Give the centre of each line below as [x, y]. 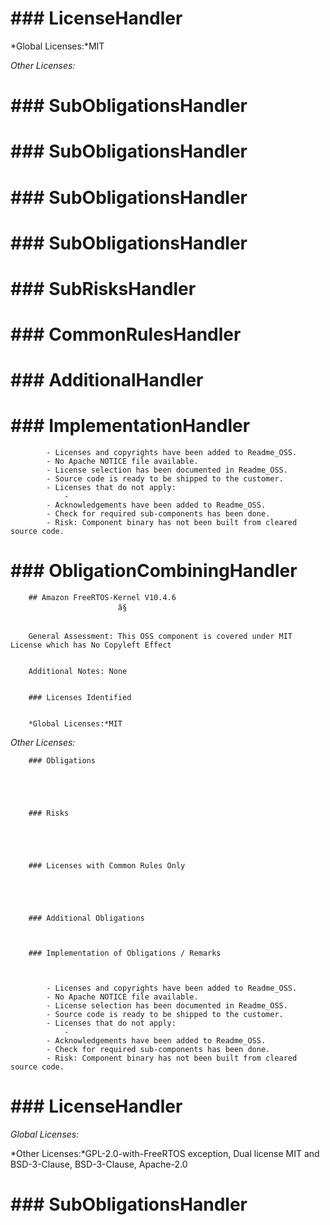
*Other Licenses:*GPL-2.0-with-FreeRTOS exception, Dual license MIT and [165, 1154]
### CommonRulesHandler [126, 334]
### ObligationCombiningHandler [154, 571]
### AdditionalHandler [107, 380]
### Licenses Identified [80, 698]
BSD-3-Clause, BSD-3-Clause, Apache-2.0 [99, 1164]
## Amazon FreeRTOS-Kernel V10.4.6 [102, 598]
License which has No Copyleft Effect [91, 645]
